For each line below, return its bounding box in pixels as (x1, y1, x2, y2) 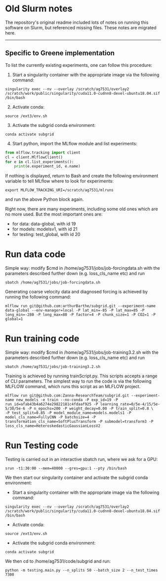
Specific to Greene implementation (5, 49, 115, 58)
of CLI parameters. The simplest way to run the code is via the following (5, 378, 152, 384)
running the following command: (5, 294, 71, 300)
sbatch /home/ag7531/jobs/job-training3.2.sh (5, 364, 100, 369)
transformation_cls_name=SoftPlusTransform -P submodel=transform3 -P (5, 419, 154, 424)
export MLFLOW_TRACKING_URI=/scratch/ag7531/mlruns (5, 188, 114, 193)
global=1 (5, 317, 23, 322)
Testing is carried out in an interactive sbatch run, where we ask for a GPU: (5, 457, 158, 463)
